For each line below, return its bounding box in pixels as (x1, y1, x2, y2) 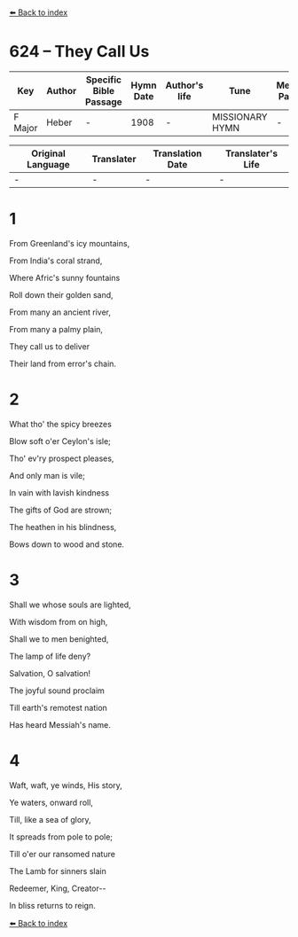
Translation (153, 147, 202, 160)
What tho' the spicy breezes (9, 418, 113, 429)
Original (30, 147, 67, 160)
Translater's (224, 147, 278, 160)
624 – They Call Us (9, 42, 150, 62)
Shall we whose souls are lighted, (9, 599, 131, 610)
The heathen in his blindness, (9, 521, 117, 532)
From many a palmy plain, (9, 324, 104, 334)
